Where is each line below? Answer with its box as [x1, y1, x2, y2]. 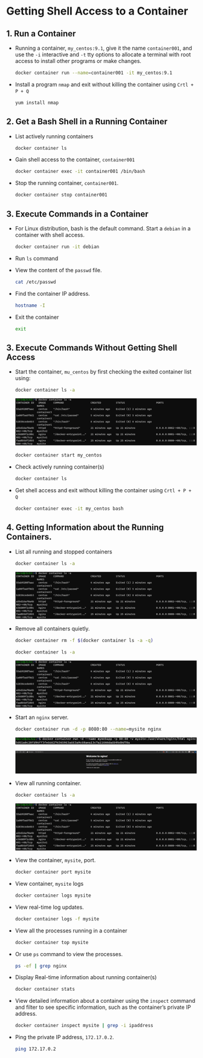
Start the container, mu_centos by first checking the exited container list [14, 368, 192, 375]
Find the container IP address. [14, 290, 91, 297]
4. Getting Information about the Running [6, 523, 164, 533]
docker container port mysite [14, 869, 92, 876]
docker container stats [14, 986, 76, 993]
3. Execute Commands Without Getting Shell [6, 343, 177, 353]
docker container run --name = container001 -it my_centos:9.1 [14, 70, 173, 76]
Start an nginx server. [14, 714, 69, 721]
